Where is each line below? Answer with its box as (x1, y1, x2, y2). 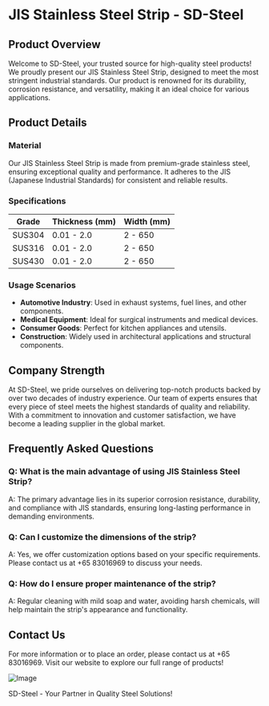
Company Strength (8, 363, 106, 377)
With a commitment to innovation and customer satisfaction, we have (8, 410, 236, 420)
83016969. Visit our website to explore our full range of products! (8, 658, 224, 668)
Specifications (8, 195, 66, 206)
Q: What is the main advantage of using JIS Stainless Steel (8, 466, 240, 478)
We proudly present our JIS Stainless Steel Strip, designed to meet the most (8, 67, 259, 77)
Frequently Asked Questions (8, 442, 155, 456)
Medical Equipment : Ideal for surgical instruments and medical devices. (19, 315, 259, 325)
